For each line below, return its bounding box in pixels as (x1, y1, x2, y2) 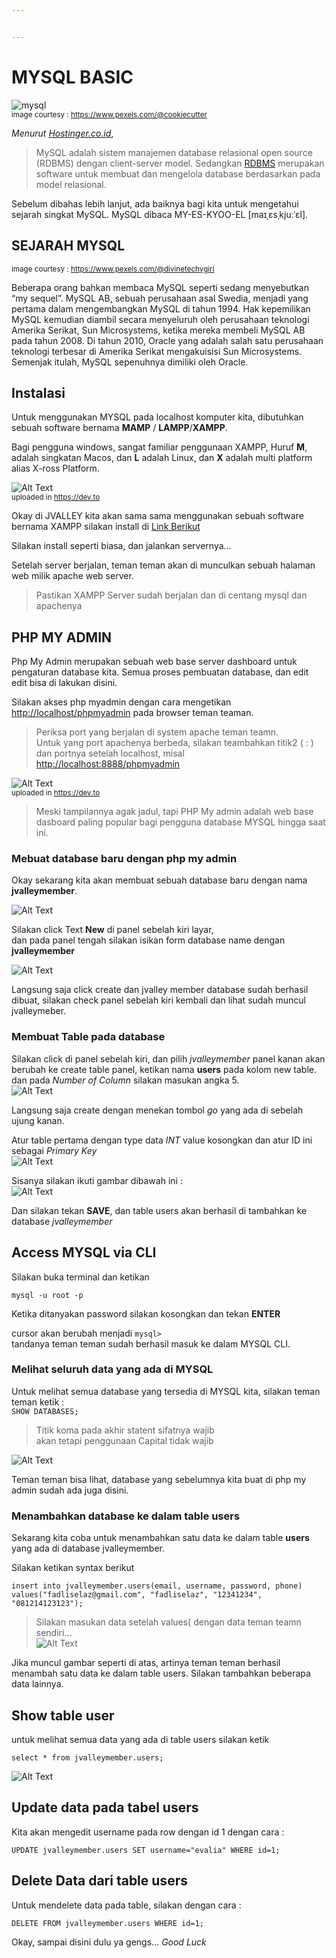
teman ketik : (11, 1396, 65, 1408)
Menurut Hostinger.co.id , (11, 127, 114, 139)
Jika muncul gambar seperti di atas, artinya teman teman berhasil (11, 1657, 281, 1669)
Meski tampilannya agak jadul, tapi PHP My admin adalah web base (35, 806, 314, 818)
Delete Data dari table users (11, 1872, 188, 1890)
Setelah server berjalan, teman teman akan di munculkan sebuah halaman (11, 559, 316, 571)
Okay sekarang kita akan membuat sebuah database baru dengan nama (11, 874, 308, 886)
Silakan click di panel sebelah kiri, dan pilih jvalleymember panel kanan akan (11, 1052, 326, 1065)
